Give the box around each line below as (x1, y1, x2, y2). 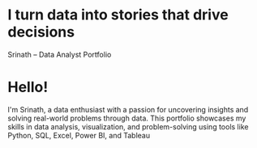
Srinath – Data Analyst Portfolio (7, 49, 112, 59)
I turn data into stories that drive (7, 6, 229, 24)
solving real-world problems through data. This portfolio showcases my (7, 113, 246, 123)
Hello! (7, 78, 49, 96)
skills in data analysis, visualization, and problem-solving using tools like (7, 121, 249, 131)
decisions (7, 23, 75, 41)
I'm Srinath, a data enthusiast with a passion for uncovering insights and (7, 104, 249, 114)
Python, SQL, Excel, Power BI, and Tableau (7, 130, 151, 140)
